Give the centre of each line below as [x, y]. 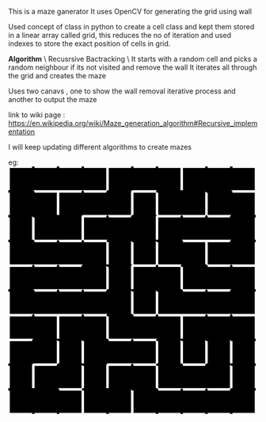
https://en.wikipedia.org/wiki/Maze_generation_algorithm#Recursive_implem [133, 123]
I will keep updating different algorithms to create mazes [100, 147]
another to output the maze [53, 99]
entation [22, 131]
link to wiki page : [37, 115]
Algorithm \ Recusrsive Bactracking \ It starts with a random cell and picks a [133, 59]
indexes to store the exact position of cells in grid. [89, 44]
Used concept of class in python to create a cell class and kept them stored [131, 27]
